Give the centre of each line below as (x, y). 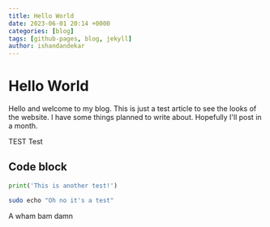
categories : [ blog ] (41, 31)
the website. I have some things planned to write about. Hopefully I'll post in (135, 118)
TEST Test (26, 142)
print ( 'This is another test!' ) (63, 186)
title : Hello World (41, 16)
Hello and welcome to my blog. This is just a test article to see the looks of (133, 109)
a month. (23, 126)
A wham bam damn (41, 216)
